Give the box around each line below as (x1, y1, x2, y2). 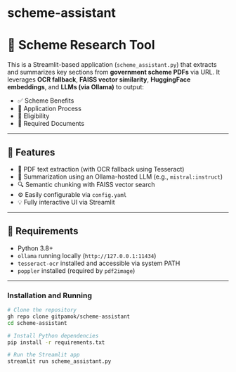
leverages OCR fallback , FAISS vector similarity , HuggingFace (7, 75, 191, 84)
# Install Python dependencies (7, 332, 99, 339)
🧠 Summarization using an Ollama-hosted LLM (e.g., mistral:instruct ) (17, 172, 223, 181)
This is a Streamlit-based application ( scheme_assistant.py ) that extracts (7, 60, 217, 69)
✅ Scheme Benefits (17, 96, 74, 105)
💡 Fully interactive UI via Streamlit (17, 198, 115, 206)
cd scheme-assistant (7, 319, 68, 326)
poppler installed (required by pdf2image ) (17, 266, 136, 275)
